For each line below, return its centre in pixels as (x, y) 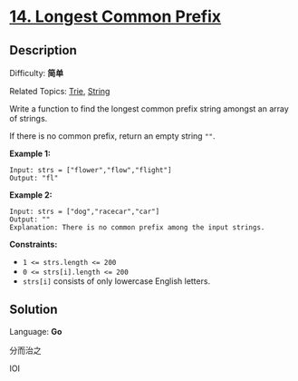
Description (43, 50)
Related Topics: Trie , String (60, 91)
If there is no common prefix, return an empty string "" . (112, 136)
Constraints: (34, 244)
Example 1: (30, 153)
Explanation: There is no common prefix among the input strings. (137, 228)
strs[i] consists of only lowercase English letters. (116, 281)
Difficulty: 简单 (37, 73)
